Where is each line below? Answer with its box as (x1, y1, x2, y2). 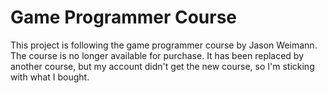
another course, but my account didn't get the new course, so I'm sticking (10, 60, 315, 72)
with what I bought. (10, 71, 90, 83)
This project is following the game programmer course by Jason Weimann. (10, 39, 318, 51)
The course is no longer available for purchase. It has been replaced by (10, 49, 305, 61)
